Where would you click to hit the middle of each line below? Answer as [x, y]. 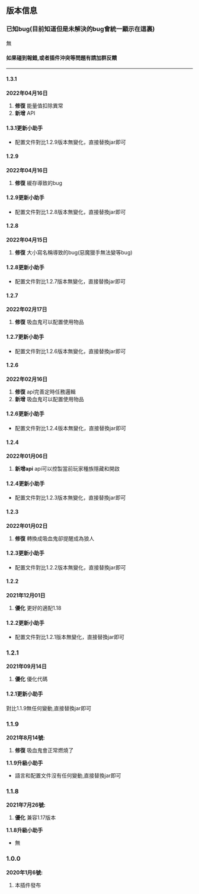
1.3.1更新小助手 [25, 128]
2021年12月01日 [26, 595]
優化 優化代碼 [31, 679]
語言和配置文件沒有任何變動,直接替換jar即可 [68, 775]
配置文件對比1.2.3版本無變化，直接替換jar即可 [70, 498]
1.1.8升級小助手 [25, 830]
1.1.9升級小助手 [25, 763]
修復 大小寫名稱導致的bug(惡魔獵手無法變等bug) [73, 252]
